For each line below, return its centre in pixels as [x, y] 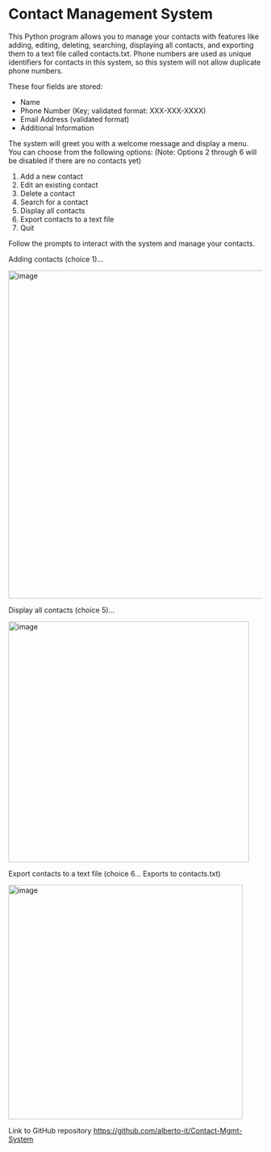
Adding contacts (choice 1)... [56, 259]
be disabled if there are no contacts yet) [75, 160]
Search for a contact [54, 202]
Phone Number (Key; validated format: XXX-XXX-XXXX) [113, 111]
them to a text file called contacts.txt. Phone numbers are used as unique [130, 53]
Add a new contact [51, 176]
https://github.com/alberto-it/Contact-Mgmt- [168, 1130]
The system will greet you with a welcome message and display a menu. [129, 143]
